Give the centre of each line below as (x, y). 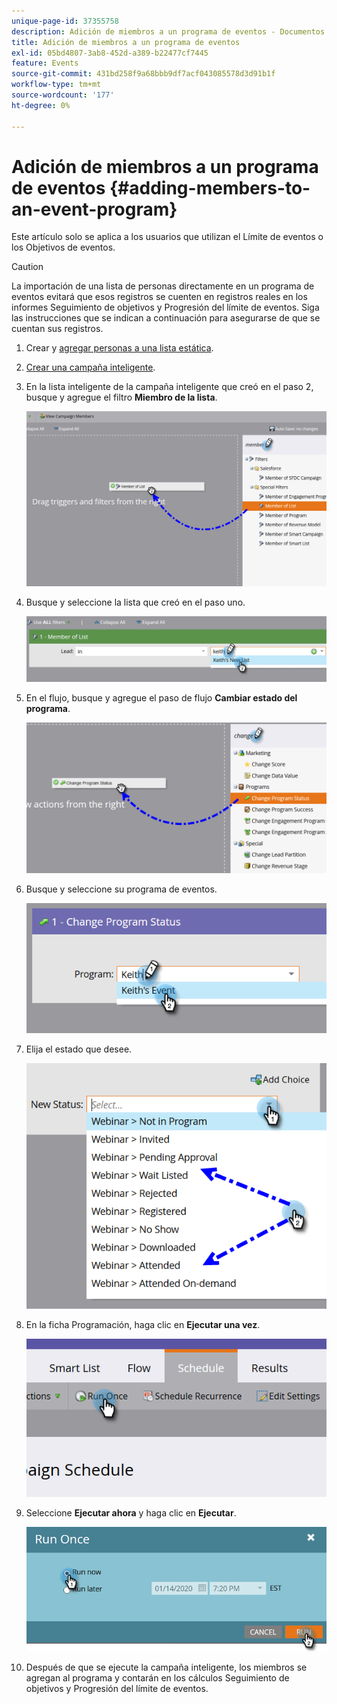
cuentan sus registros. (57, 329)
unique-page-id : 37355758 (65, 21)
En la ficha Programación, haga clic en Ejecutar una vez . (143, 1325)
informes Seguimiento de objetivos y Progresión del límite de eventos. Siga (165, 307)
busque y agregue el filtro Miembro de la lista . (121, 397)
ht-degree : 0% (41, 105)
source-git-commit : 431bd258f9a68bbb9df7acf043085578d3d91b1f (143, 74)
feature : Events (45, 63)
